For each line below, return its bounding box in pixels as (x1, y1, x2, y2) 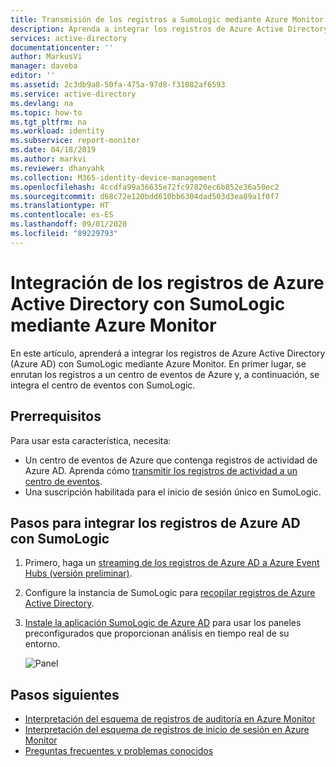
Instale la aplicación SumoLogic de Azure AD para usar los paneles (24, 617, 302, 629)
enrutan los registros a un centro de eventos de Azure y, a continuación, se (10, 368, 320, 380)
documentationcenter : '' (10, 42, 114, 53)
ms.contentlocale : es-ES (10, 210, 114, 220)
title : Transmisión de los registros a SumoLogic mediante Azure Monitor (10, 14, 325, 25)
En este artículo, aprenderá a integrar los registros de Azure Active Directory (10, 347, 326, 359)
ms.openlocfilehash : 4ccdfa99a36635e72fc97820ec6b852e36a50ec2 (10, 182, 280, 192)
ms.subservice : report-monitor (10, 136, 141, 146)
